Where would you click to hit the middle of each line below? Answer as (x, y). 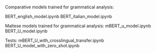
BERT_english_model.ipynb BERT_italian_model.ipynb (59, 16)
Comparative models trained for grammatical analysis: (59, 7)
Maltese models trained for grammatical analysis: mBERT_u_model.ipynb (78, 26)
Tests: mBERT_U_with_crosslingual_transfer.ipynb (55, 40)
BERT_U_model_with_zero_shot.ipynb (42, 45)
